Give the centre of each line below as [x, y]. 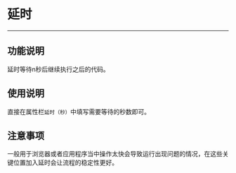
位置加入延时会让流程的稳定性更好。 [65, 162]
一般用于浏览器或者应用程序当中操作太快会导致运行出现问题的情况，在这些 [115, 154]
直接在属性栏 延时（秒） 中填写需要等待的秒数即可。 [79, 111]
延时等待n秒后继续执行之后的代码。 [59, 69]
